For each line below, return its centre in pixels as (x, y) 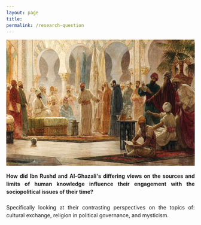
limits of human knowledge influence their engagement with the (100, 184)
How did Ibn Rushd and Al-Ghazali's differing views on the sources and (100, 176)
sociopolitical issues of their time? (50, 191)
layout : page (22, 13)
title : (14, 19)
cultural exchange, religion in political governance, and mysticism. (88, 215)
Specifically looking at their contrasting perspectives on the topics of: (100, 207)
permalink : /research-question (45, 25)
